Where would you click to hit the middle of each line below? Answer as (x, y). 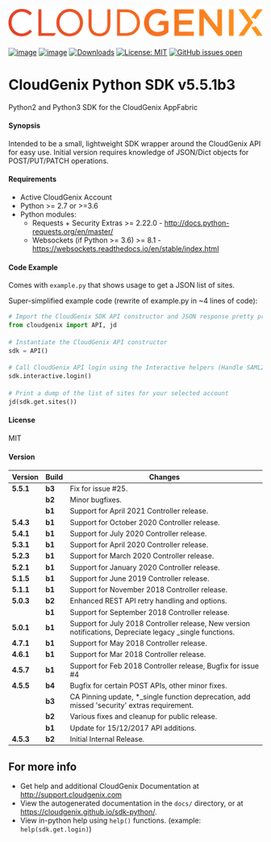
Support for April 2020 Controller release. (139, 545)
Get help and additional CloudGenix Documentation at (109, 786)
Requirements (33, 179)
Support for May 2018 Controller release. (138, 643)
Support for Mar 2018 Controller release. (138, 655)
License (22, 420)
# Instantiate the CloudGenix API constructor (88, 342)
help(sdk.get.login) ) (56, 829)
